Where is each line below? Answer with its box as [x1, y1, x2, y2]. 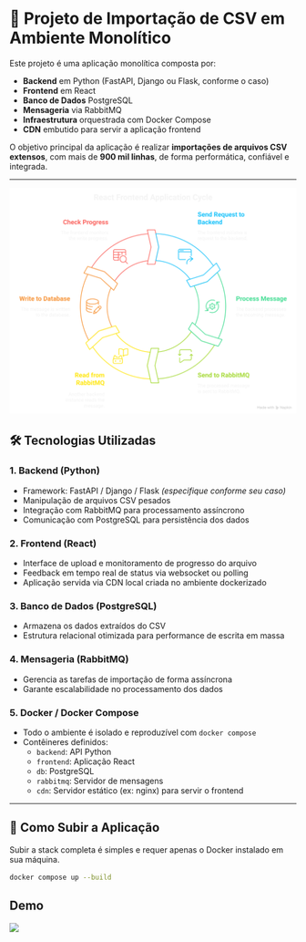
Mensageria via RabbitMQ [22, 104, 122, 115]
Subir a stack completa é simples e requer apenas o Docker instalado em [9, 844, 284, 855]
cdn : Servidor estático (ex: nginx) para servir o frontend [36, 785, 244, 796]
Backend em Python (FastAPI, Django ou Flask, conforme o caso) [22, 75, 270, 86]
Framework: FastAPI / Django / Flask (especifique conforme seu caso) [22, 485, 287, 496]
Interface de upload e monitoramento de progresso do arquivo [22, 558, 258, 569]
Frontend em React [22, 85, 97, 96]
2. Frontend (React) [9, 537, 97, 550]
